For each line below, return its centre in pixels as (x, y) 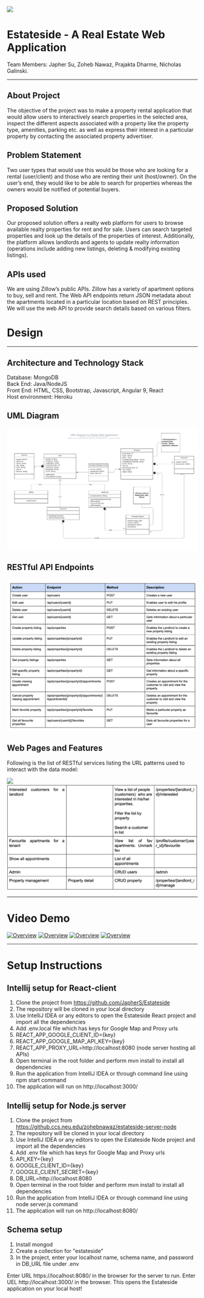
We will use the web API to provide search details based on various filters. (99, 308)
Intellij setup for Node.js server (67, 1106)
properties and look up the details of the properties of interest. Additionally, (101, 236)
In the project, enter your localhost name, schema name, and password (104, 1257)
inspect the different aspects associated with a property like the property (98, 123)
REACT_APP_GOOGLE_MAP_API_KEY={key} (70, 1042)
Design (25, 333)
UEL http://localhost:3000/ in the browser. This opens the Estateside (92, 1282)
